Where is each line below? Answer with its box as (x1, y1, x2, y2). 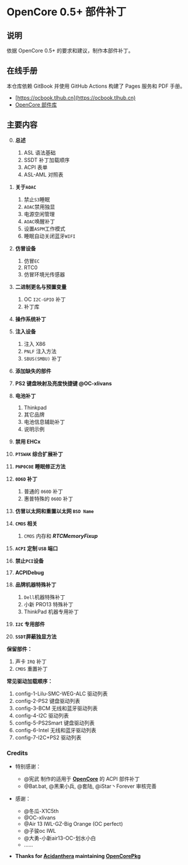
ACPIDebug (15, 569, 44, 576)
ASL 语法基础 (23, 149, 56, 156)
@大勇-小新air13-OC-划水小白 (23, 835, 96, 842)
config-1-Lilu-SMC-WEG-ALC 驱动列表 (15, 690, 108, 697)
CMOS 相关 (15, 520, 37, 527)
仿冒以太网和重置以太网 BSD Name (15, 507, 94, 514)
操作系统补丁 (15, 315, 46, 322)
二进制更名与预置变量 (15, 283, 67, 290)
